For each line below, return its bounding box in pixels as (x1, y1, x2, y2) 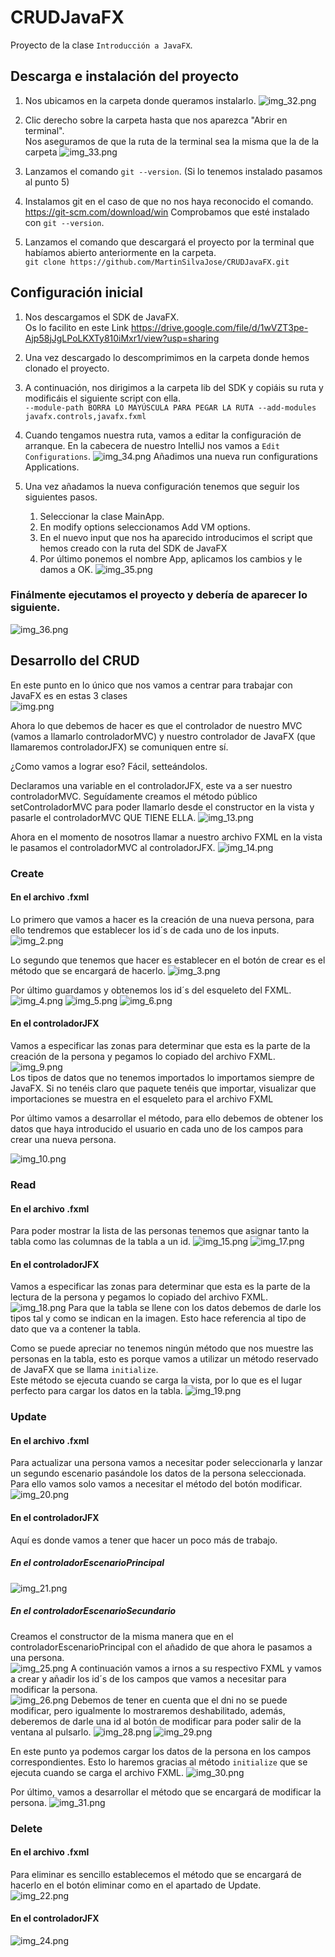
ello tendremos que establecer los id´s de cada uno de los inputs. (10, 924, 280, 936)
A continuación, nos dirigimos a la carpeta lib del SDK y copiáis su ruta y (24, 381, 324, 393)
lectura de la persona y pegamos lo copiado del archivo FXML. (10, 1291, 268, 1303)
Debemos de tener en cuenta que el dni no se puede (70, 1694, 288, 1706)
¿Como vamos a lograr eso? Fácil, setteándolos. (10, 760, 208, 772)
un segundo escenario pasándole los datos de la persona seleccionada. (10, 1467, 307, 1480)
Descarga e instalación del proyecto (10, 68, 240, 85)
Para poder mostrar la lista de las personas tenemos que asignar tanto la (10, 1225, 310, 1237)
